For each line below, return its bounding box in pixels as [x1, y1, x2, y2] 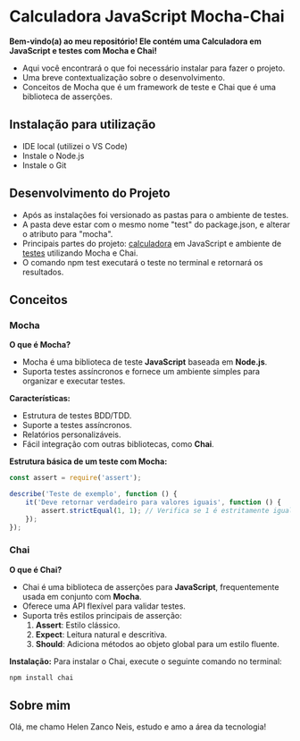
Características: [9, 393, 71, 404]
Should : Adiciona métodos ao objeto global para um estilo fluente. [35, 638, 279, 649]
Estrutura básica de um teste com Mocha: [9, 456, 168, 467]
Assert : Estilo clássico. [35, 619, 121, 630]
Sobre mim [9, 698, 71, 713]
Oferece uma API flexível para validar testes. [21, 601, 186, 611]
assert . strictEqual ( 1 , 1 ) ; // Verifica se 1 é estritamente [41, 506, 270, 515]
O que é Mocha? [9, 340, 71, 350]
